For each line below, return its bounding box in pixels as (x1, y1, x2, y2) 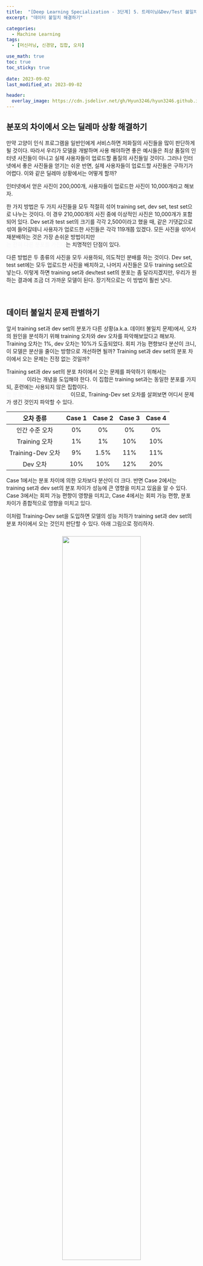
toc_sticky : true (6, 64, 50, 70)
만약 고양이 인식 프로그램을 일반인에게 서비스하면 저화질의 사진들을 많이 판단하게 (6, 139, 195, 146)
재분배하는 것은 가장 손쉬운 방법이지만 (6, 233, 95, 240)
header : (6, 92, 26, 99)
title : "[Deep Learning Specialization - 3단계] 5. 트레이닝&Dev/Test (6, 8, 183, 15)
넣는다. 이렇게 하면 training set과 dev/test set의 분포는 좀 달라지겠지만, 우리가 (6, 268, 190, 276)
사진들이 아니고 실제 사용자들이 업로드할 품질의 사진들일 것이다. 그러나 (17, 154, 182, 161)
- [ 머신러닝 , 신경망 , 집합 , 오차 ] (11, 42, 85, 48)
